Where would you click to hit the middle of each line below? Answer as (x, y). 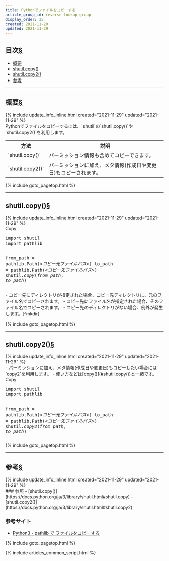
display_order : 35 (24, 19)
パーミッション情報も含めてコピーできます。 (102, 155)
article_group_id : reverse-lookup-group (48, 15)
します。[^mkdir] (22, 314)
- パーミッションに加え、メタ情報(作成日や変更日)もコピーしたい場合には (81, 368)
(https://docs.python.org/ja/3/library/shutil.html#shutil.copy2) (69, 507)
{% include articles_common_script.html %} (51, 553)
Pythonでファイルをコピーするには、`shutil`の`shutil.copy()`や (69, 126)
